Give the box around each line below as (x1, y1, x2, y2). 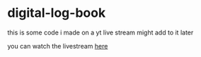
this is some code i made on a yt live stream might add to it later (7, 28, 194, 37)
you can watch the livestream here (7, 42, 108, 50)
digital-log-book (7, 5, 106, 21)
